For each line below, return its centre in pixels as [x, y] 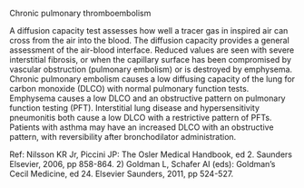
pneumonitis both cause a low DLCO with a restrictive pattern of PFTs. [141, 118]
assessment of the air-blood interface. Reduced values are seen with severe [152, 50]
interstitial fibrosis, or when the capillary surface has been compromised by [151, 59]
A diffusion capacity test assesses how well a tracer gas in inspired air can [149, 30]
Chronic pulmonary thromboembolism [80, 13]
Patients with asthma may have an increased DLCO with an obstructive [142, 127]
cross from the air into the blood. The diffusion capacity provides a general [150, 40]
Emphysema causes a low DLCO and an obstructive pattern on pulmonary [147, 98]
